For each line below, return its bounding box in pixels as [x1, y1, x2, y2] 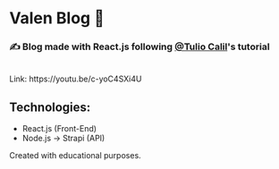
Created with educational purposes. [9, 150, 141, 161]
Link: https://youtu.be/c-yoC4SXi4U [9, 73, 142, 84]
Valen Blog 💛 [9, 8, 105, 29]
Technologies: [9, 99, 91, 114]
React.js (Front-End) [21, 123, 97, 134]
